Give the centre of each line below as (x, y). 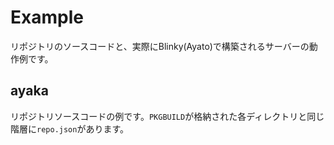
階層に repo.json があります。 (70, 128)
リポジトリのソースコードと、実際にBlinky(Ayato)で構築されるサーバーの (160, 46)
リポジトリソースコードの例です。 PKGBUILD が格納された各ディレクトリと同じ (167, 116)
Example (47, 17)
